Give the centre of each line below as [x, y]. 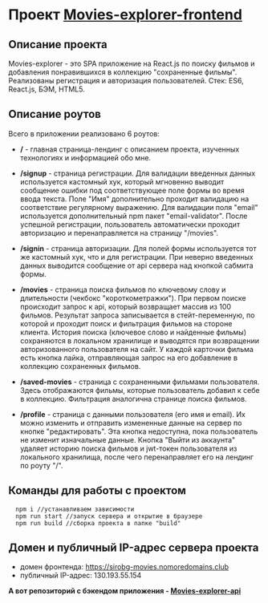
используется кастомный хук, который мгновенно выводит [122, 181]
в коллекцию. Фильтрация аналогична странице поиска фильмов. [133, 399]
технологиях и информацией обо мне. [85, 157]
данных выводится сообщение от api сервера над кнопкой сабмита [136, 265]
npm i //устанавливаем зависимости [75, 509]
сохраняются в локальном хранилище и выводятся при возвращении [139, 340]
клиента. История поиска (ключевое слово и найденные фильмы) [133, 332]
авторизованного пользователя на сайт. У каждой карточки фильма [137, 349]
